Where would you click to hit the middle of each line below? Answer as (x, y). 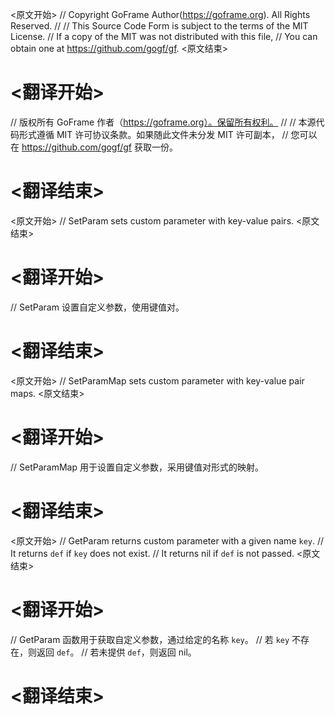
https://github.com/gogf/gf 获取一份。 (99, 147)
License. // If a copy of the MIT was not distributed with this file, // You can (164, 36)
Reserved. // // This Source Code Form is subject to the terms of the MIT (159, 26)
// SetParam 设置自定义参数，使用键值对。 (97, 307)
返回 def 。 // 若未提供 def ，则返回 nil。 (116, 652)
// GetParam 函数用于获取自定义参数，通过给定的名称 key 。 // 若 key (150, 639)
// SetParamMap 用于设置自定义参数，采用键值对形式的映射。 (137, 467)
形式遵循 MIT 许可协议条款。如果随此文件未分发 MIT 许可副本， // (153, 134)
